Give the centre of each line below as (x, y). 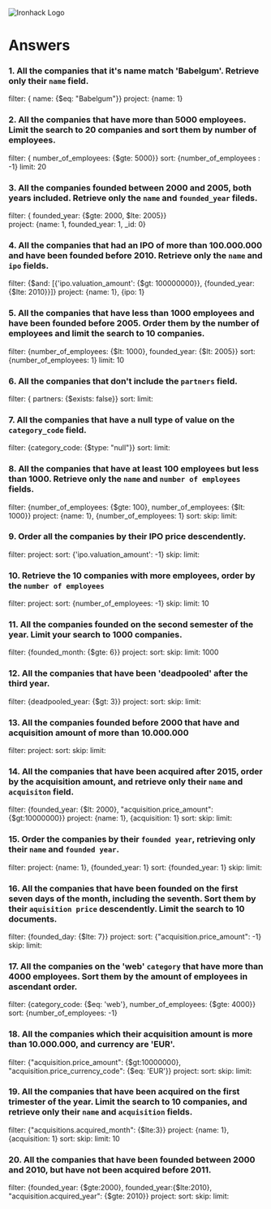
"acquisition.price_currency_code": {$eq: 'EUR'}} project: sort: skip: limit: (130, 1071)
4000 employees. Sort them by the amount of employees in (128, 976)
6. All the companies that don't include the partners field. (123, 381)
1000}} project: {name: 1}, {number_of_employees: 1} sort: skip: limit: (123, 515)
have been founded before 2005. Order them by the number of (134, 323)
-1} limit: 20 (28, 166)
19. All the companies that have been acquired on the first (124, 1092)
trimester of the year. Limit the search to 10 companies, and (128, 1102)
